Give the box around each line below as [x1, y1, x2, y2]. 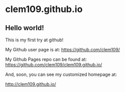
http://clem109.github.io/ [5, 81, 56, 87]
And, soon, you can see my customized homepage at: [5, 71, 117, 77]
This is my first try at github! [5, 37, 64, 43]
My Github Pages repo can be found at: [5, 56, 87, 62]
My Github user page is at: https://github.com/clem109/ [5, 47, 120, 52]
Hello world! [5, 24, 44, 32]
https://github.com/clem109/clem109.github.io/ [5, 62, 102, 67]
